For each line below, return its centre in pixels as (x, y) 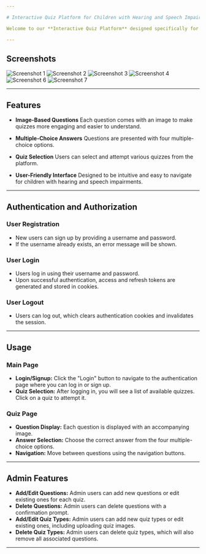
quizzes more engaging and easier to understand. (78, 127)
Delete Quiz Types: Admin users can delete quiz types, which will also (105, 533)
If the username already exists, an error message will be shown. (96, 244)
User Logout (25, 303)
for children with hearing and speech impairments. (79, 182)
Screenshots (31, 59)
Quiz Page (22, 414)
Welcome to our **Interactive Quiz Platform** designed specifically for (103, 28)
